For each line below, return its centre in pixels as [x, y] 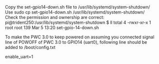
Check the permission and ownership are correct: [55, 17]
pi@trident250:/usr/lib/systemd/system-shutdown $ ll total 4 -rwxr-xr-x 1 [78, 22]
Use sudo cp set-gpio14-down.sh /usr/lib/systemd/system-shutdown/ [75, 12]
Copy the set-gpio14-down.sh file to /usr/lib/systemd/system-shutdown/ [78, 7]
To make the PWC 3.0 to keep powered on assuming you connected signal [80, 37]
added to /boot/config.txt [30, 47]
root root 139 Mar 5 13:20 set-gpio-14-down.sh [52, 28]
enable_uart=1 [19, 57]
